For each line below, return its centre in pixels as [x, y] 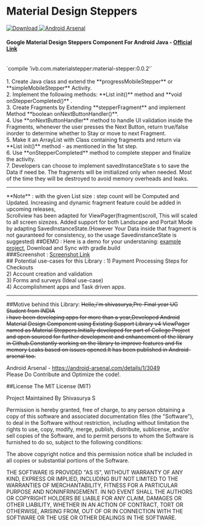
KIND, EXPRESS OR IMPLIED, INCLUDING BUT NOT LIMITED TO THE [92, 479]
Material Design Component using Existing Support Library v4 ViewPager [98, 324]
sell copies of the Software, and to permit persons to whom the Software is [100, 436]
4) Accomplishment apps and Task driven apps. [66, 287]
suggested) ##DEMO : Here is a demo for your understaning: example [94, 241]
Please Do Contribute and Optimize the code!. [64, 375]
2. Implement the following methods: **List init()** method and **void [94, 94]
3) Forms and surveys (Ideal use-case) [55, 280]
